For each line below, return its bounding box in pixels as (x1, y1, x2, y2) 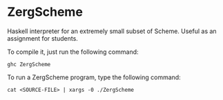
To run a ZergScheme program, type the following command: (7, 73, 181, 81)
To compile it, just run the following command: (7, 48, 139, 56)
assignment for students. (7, 34, 78, 42)
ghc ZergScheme (7, 61, 51, 68)
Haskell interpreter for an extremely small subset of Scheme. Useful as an (7, 27, 217, 35)
